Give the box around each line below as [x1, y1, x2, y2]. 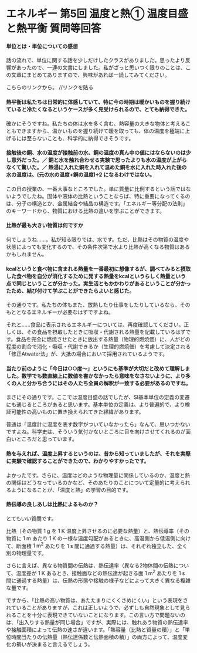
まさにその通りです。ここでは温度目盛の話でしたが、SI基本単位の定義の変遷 [6, 394, 190, 401]
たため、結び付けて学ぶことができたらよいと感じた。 [6, 287, 135, 294]
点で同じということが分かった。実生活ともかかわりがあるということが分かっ [6, 280, 191, 287]
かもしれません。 [6, 251, 47, 258]
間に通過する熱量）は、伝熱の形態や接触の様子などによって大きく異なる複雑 [6, 577, 191, 584]
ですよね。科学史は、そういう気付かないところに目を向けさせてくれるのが [6, 428, 186, 435]
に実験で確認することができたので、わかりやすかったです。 [6, 458, 150, 464]
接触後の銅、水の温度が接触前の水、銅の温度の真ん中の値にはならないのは [6, 149, 186, 156]
